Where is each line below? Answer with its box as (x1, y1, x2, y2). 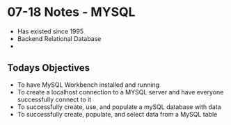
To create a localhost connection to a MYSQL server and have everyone (17, 87, 224, 96)
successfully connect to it (17, 95, 92, 103)
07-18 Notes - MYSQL (7, 4, 136, 20)
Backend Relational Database (17, 34, 102, 42)
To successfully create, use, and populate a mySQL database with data (17, 102, 221, 111)
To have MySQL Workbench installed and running (17, 81, 160, 89)
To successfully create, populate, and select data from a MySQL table (17, 110, 218, 118)
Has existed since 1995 (17, 27, 84, 35)
